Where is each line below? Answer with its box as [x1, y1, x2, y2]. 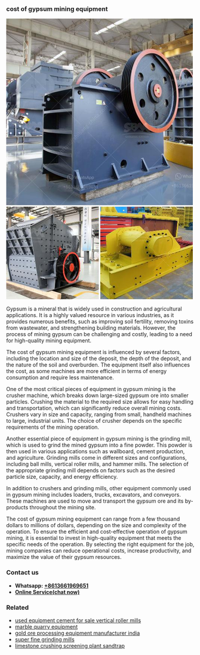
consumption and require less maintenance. [6, 374, 115, 381]
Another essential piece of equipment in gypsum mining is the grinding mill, [6, 435, 192, 442]
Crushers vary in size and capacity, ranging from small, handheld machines [6, 411, 192, 418]
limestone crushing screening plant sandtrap [14, 642, 125, 649]
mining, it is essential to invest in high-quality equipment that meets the [6, 534, 181, 542]
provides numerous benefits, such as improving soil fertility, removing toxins [6, 318, 194, 325]
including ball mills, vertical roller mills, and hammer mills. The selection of [6, 460, 189, 468]
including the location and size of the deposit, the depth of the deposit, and [6, 355, 192, 362]
